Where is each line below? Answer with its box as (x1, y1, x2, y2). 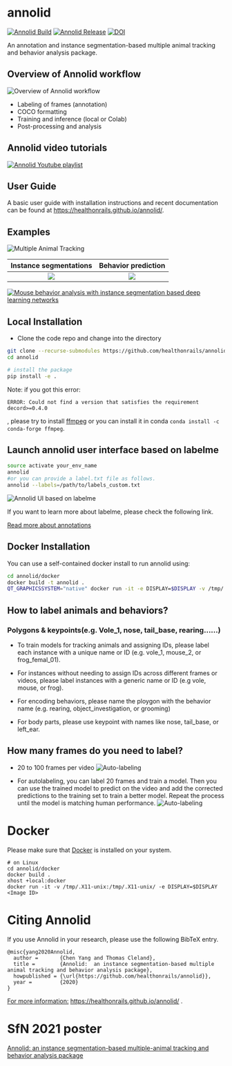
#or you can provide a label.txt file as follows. (7, 475, 156, 483)
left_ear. (17, 725, 40, 733)
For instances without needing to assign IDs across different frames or (17, 668, 217, 677)
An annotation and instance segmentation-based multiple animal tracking (7, 41, 216, 49)
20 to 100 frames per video (17, 763, 95, 771)
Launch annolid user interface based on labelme (7, 444, 220, 456)
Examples (7, 226, 50, 238)
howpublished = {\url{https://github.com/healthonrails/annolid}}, (13, 972, 212, 980)
